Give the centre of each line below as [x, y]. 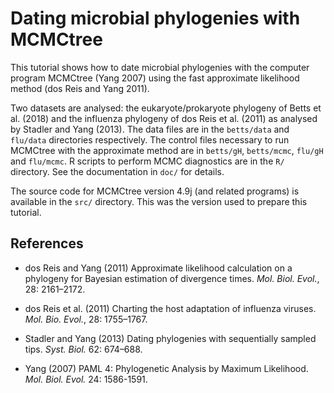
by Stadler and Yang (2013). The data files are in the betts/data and [150, 129]
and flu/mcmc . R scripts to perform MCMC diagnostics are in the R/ [147, 161]
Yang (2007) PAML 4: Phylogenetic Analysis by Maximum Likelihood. [166, 368]
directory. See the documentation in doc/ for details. [117, 171]
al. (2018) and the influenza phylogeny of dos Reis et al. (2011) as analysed [164, 118]
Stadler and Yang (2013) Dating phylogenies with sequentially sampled [170, 338]
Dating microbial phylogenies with [155, 18]
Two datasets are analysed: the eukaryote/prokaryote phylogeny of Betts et [166, 108]
